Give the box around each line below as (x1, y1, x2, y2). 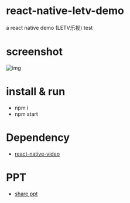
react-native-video (14, 150, 60, 157)
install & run (6, 85, 66, 98)
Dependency (6, 131, 70, 144)
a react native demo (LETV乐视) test (6, 24, 93, 31)
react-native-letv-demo (6, 4, 124, 18)
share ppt (14, 190, 38, 197)
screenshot (6, 45, 63, 59)
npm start (14, 110, 38, 118)
